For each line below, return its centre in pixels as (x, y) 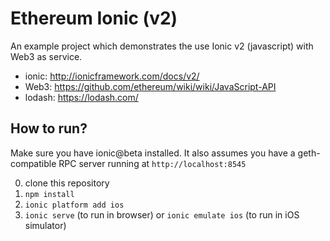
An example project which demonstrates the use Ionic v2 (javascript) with (162, 46)
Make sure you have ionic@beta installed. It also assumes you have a (153, 153)
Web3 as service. (46, 56)
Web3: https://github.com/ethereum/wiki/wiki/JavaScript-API (150, 86)
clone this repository (67, 183)
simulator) (45, 225)
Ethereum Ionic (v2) (94, 18)
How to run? (49, 128)
